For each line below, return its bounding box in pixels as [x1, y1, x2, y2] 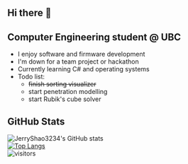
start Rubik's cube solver [28, 95, 101, 103]
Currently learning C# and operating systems [17, 65, 150, 74]
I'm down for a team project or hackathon [17, 57, 140, 66]
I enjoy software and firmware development [17, 50, 145, 59]
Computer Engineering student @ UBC [7, 31, 182, 43]
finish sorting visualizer [28, 80, 97, 88]
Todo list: [17, 72, 45, 81]
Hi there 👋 [7, 7, 52, 19]
